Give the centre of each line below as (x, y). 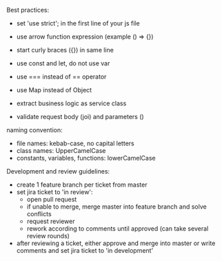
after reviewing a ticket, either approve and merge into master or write (116, 243)
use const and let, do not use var (63, 63)
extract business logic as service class (71, 103)
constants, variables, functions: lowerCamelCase (86, 158)
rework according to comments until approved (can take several (118, 229)
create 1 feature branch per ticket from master (82, 185)
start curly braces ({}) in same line (65, 50)
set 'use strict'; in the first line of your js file (78, 23)
